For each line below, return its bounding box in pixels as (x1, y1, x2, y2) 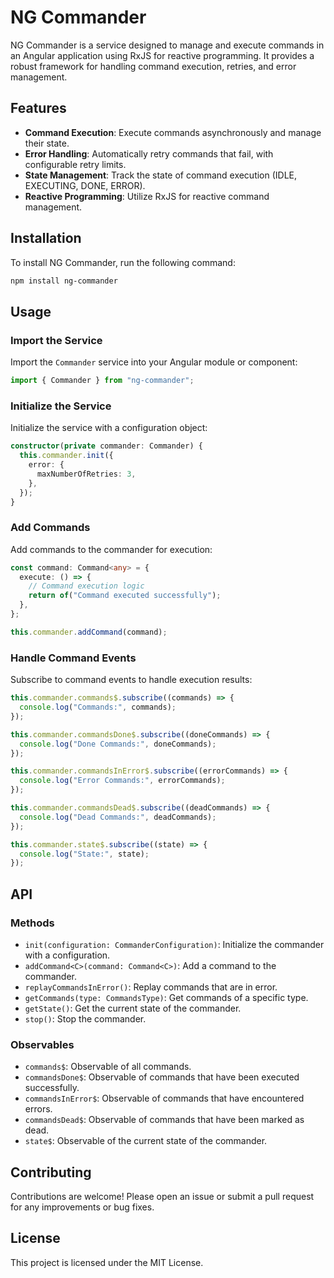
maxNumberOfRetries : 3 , (36, 469, 137, 479)
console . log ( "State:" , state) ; (19, 849, 150, 859)
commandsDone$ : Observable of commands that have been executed (24, 1071, 300, 1083)
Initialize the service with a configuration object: (10, 422, 208, 434)
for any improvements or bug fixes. (10, 1201, 155, 1213)
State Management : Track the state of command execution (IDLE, (24, 169, 298, 181)
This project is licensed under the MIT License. (10, 1256, 204, 1268)
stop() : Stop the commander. (24, 1012, 147, 1025)
